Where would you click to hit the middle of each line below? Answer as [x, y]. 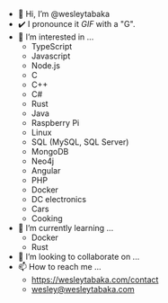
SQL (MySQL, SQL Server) [80, 142]
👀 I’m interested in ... [56, 37]
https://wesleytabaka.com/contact [95, 280]
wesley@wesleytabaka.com [83, 289]
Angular [46, 170]
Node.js [46, 66]
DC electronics [59, 199]
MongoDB [50, 151]
